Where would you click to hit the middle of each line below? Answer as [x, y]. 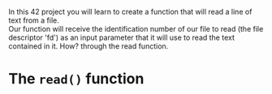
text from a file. [34, 20]
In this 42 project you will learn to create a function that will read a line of [130, 12]
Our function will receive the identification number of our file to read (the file [136, 29]
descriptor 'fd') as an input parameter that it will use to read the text [122, 37]
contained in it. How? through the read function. [89, 46]
